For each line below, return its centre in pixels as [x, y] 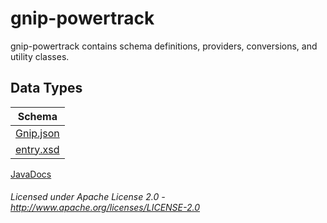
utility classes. [40, 56]
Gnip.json [37, 133]
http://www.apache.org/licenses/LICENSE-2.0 [105, 208]
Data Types [46, 88]
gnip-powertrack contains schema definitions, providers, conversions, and [164, 46]
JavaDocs [31, 174]
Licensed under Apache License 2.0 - [88, 197]
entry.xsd [37, 149]
